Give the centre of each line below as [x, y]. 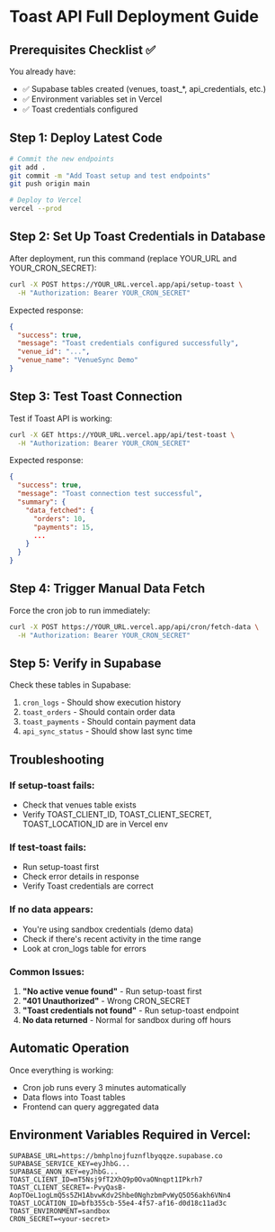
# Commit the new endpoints [62, 159]
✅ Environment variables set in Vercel [92, 99]
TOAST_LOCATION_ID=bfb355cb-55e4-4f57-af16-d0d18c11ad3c [118, 1203]
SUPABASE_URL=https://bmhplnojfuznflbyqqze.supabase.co [116, 1155]
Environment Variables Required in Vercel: [130, 1135]
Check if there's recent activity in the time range [112, 938]
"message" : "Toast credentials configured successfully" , [129, 343]
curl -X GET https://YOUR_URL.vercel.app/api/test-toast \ [122, 434]
